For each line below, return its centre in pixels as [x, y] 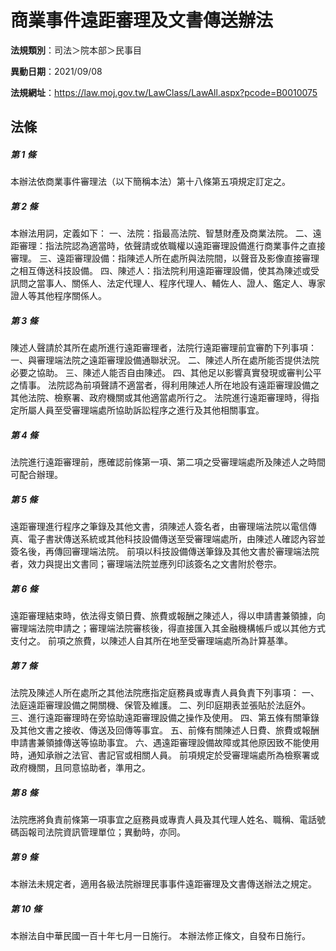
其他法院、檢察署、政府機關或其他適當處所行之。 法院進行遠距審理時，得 [160, 398]
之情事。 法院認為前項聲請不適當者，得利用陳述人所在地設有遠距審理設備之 [165, 385]
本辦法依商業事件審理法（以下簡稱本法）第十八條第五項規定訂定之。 [150, 182]
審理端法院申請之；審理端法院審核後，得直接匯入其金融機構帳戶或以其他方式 [168, 628]
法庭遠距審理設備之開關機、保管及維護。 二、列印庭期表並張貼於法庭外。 [160, 705]
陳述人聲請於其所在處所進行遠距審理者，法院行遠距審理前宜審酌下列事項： [163, 348]
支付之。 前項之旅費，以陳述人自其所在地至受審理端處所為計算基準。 [151, 641]
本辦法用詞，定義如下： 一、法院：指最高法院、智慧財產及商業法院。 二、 [161, 233]
